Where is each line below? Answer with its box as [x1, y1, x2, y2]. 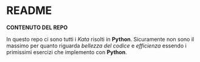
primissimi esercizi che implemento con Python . [6, 48, 128, 55]
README [6, 4, 52, 18]
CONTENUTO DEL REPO [6, 24, 68, 31]
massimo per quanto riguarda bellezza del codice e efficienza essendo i [6, 42, 187, 49]
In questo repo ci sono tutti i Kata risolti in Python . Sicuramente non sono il [6, 35, 195, 43]
